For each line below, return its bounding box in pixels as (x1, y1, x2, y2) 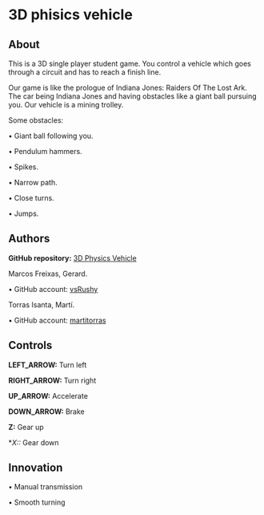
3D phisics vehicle (8, 6, 134, 24)
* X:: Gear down (8, 437, 59, 447)
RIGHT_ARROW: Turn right (8, 375, 97, 385)
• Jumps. (8, 209, 39, 218)
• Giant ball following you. (8, 131, 94, 140)
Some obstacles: (8, 116, 64, 125)
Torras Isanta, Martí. (8, 299, 75, 310)
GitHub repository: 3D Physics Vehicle (8, 253, 138, 262)
